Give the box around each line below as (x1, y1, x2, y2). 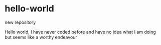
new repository (5, 19, 36, 25)
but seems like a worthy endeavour (5, 34, 77, 40)
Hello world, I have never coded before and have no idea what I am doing (5, 29, 156, 35)
